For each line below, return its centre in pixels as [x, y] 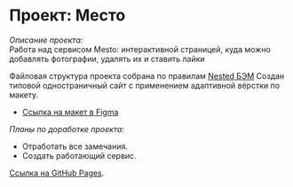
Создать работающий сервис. [79, 155]
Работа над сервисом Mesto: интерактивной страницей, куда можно [140, 49]
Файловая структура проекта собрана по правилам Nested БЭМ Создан [147, 75]
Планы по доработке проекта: [67, 129]
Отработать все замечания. [75, 146]
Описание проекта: [46, 40]
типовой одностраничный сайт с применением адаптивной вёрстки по [145, 85]
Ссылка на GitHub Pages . [57, 173]
